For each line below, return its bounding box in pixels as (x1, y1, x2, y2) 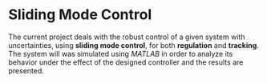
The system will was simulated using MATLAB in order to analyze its (8, 49, 233, 58)
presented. (8, 65, 44, 75)
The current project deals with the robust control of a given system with (8, 32, 245, 41)
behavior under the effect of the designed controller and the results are (8, 57, 244, 67)
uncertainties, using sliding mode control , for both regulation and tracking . (8, 40, 259, 49)
